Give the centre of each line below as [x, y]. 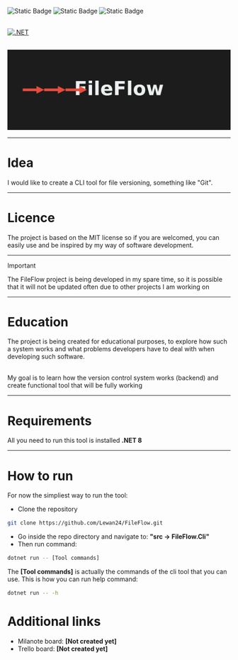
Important [22, 265]
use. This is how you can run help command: [73, 579]
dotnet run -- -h [33, 593]
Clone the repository [47, 509]
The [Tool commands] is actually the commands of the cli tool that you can [117, 572]
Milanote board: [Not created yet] [67, 641]
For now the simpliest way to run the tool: [68, 495]
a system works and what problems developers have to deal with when [111, 349]
